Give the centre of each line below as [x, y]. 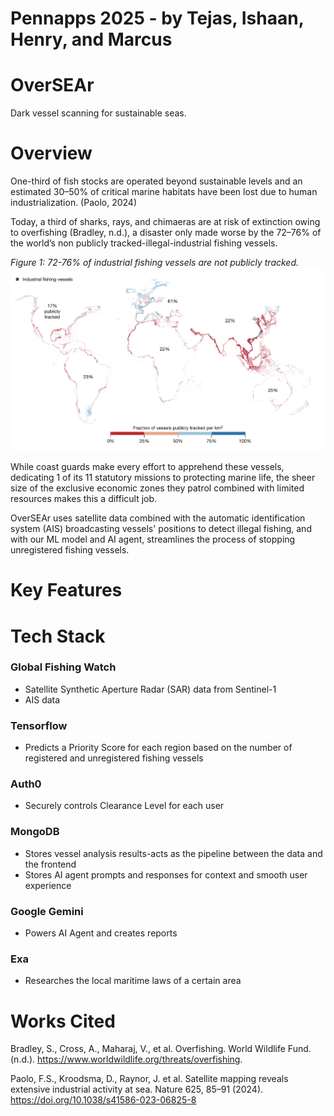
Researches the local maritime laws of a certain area [133, 981]
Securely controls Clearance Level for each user [124, 806]
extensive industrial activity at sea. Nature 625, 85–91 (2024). [137, 1089]
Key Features [66, 590]
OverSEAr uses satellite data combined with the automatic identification [158, 518]
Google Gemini [47, 911]
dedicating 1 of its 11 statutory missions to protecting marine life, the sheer [163, 478]
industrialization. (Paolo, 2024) [74, 203]
